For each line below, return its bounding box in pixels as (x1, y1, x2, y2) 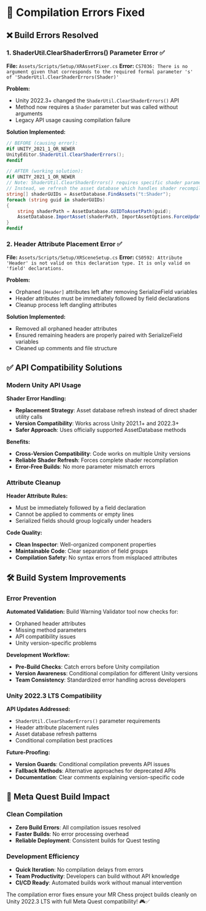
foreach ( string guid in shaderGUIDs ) (6, 196, 105, 203)
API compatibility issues (15, 632, 76, 640)
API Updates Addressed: (6, 705, 71, 713)
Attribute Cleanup (6, 478, 61, 486)
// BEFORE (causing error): (6, 140, 78, 146)
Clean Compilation (6, 810, 63, 818)
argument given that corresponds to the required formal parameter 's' (6, 69, 193, 75)
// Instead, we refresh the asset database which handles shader (6, 185, 177, 191)
